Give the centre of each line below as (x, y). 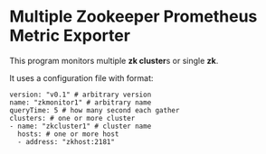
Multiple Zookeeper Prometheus (133, 17)
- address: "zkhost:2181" (66, 141)
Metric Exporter (70, 36)
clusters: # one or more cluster (72, 118)
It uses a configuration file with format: (81, 77)
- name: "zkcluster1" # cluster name (81, 126)
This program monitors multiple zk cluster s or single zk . (114, 60)
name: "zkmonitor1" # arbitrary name (81, 102)
